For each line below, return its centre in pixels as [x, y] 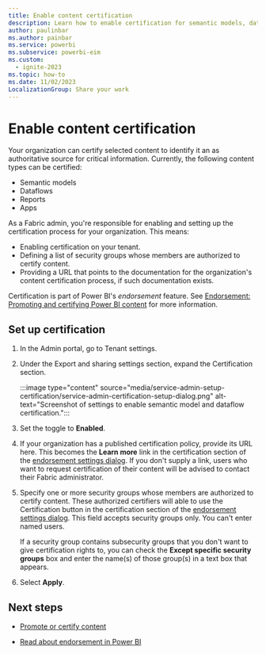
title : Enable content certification [70, 15]
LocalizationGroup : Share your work [68, 89]
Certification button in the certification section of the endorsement [128, 510]
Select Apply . [42, 583]
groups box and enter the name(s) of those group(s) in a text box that [133, 559]
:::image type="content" [59, 388]
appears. [34, 567]
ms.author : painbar [40, 38]
